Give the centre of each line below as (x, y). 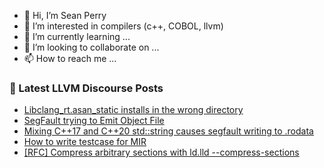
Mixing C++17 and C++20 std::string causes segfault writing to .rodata (168, 131)
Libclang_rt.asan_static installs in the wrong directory (133, 110)
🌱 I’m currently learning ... (77, 36)
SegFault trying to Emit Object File (94, 121)
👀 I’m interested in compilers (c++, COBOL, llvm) (123, 26)
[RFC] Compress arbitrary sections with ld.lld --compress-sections (161, 152)
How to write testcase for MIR (85, 142)
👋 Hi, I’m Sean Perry (65, 15)
